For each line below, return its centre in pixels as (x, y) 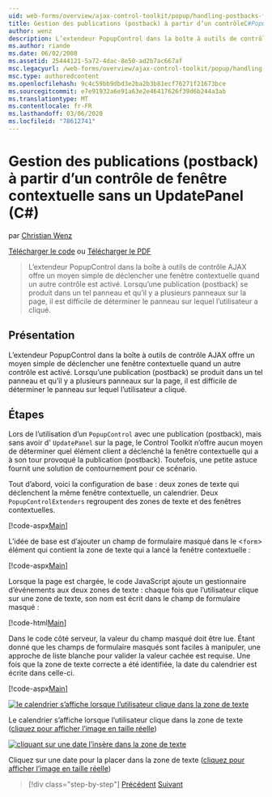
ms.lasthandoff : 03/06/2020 (56, 114)
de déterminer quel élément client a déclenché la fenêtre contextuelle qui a (134, 451)
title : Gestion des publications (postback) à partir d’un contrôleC (128, 23)
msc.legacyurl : (34, 69)
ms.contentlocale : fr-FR (50, 106)
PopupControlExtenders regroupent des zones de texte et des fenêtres (125, 501)
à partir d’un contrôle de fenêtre (118, 179)
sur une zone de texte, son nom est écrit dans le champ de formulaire (124, 599)
